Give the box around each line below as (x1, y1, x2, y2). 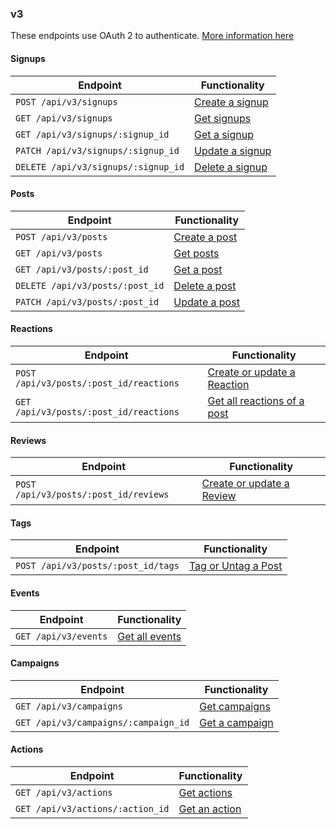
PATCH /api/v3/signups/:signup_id (15, 145, 180, 156)
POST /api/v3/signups (15, 96, 118, 107)
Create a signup (194, 95, 269, 109)
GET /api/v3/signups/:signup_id (15, 128, 170, 140)
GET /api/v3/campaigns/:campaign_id (15, 717, 190, 728)
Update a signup (194, 143, 272, 157)
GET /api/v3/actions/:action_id (15, 803, 170, 814)
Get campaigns (199, 699, 271, 713)
